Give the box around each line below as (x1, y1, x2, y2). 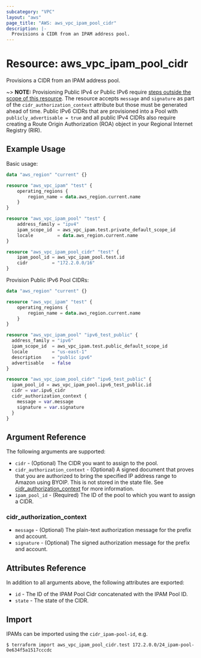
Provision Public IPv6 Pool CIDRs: (6, 277, 89, 283)
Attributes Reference (6, 563, 86, 573)
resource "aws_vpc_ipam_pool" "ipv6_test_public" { (6, 332, 138, 338)
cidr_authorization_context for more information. (14, 485, 134, 492)
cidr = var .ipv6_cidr (11, 388, 66, 394)
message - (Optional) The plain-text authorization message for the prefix (14, 527, 192, 534)
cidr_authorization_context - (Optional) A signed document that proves (14, 466, 194, 473)
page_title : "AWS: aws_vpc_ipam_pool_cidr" (6, 20, 117, 26)
